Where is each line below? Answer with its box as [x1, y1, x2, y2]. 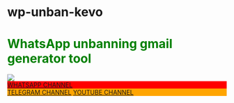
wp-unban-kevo [7, 4, 103, 20]
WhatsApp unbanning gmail [7, 36, 173, 52]
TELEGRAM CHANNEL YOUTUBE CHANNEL [7, 88, 134, 97]
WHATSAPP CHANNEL [7, 81, 73, 89]
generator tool [7, 51, 92, 67]
